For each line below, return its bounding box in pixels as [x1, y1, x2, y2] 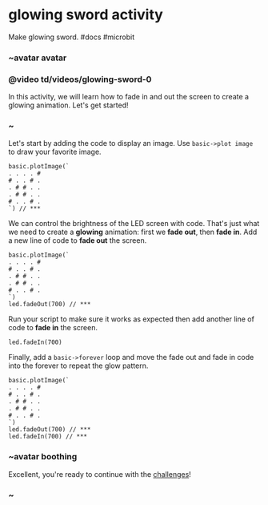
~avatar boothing [8, 451, 78, 463]
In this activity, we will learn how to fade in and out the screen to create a [8, 92, 250, 102]
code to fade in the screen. [8, 323, 98, 333]
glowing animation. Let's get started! [8, 100, 130, 110]
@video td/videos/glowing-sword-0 [8, 74, 152, 85]
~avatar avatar [8, 52, 67, 63]
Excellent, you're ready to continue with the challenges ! [8, 469, 192, 479]
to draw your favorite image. [8, 147, 102, 157]
